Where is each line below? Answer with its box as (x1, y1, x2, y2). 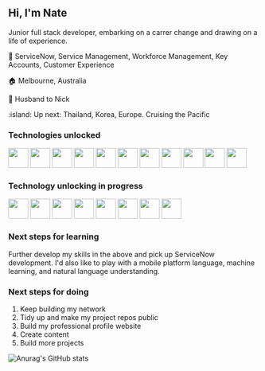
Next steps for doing (8, 286, 89, 297)
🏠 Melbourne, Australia (8, 76, 87, 85)
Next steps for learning (8, 231, 99, 242)
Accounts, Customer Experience (8, 60, 115, 69)
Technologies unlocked (8, 129, 101, 140)
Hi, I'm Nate (8, 6, 68, 20)
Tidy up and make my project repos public (19, 313, 159, 322)
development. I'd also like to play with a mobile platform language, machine (8, 258, 255, 268)
